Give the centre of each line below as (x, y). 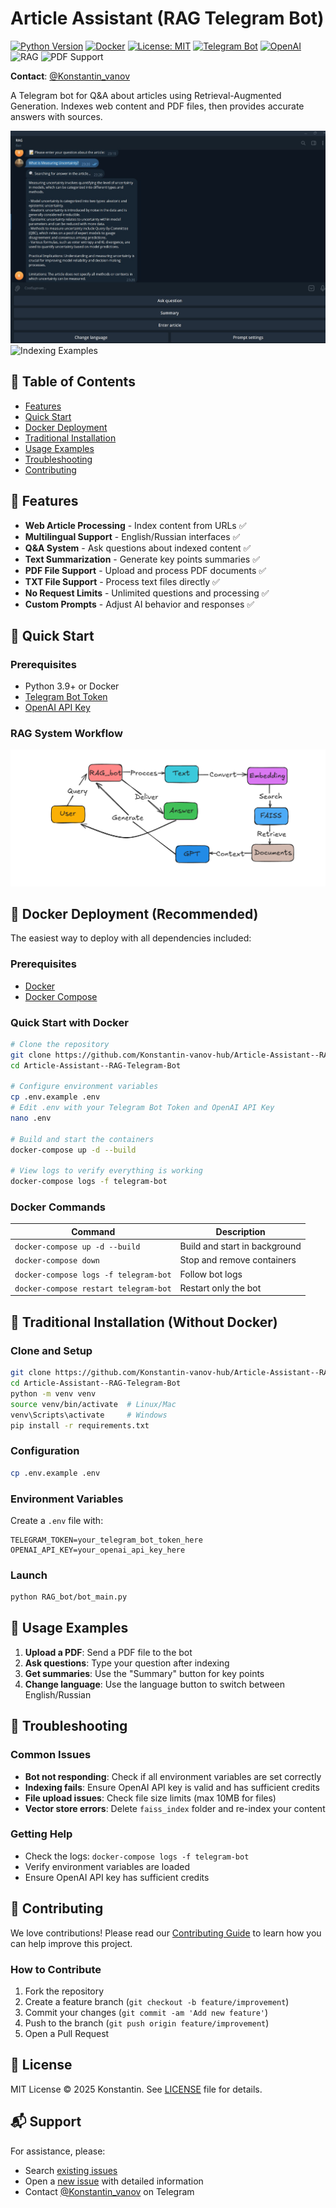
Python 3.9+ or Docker (72, 686)
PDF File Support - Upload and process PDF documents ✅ (145, 570)
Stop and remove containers (238, 1260)
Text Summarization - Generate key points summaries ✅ (142, 559)
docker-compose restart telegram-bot (93, 1288)
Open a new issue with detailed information (114, 2181)
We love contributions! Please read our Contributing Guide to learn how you (166, 1933)
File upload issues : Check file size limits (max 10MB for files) (150, 1798)
